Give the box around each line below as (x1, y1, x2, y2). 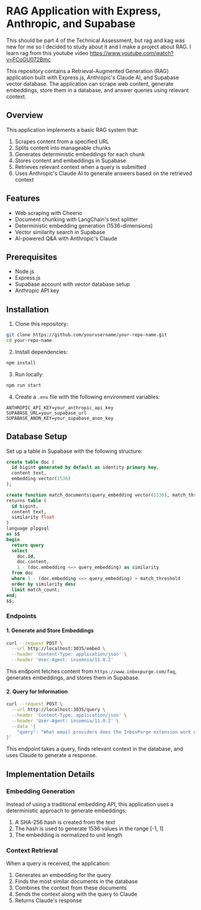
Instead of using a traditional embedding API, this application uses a (6, 801, 173, 808)
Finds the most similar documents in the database (14, 878, 138, 885)
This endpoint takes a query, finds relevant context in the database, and (6, 745, 184, 752)
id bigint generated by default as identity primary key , (11, 464, 160, 471)
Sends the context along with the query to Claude (14, 891, 138, 898)
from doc (11, 570, 33, 576)
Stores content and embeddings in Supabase (14, 157, 127, 164)
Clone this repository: (14, 321, 68, 328)
